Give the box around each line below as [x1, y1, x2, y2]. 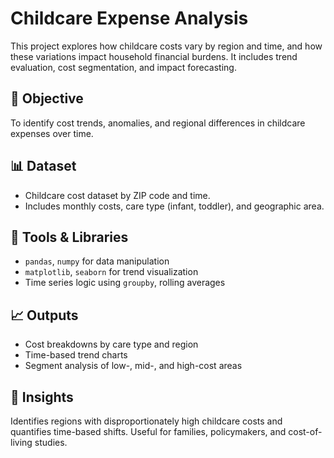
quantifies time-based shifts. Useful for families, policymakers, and [10, 426, 287, 437]
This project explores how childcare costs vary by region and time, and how [10, 40, 323, 52]
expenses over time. [10, 127, 94, 139]
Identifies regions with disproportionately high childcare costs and [10, 415, 283, 427]
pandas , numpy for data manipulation [24, 255, 170, 267]
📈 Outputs [10, 307, 79, 324]
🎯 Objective [10, 90, 84, 107]
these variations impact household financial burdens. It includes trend [10, 50, 298, 62]
